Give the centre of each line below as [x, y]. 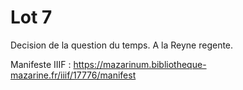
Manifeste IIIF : [41, 64]
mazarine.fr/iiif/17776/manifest [73, 75]
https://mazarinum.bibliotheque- [140, 64]
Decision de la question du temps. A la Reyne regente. [122, 45]
